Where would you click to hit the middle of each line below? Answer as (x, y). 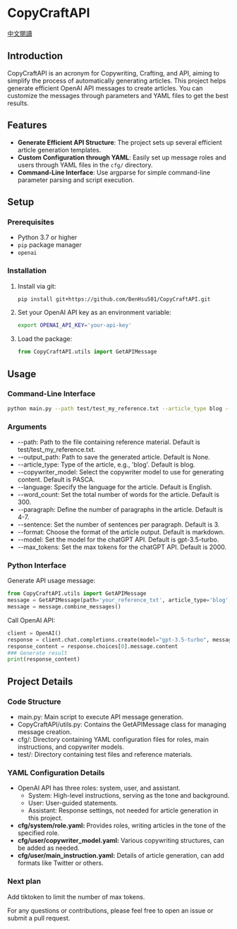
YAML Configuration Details (56, 772)
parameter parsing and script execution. (76, 180)
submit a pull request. (39, 918)
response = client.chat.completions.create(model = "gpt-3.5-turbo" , (109, 640)
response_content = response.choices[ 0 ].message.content (93, 646)
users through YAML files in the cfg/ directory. (85, 164)
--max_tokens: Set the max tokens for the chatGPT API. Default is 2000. (122, 547)
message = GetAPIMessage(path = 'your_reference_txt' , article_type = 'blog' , (120, 600)
